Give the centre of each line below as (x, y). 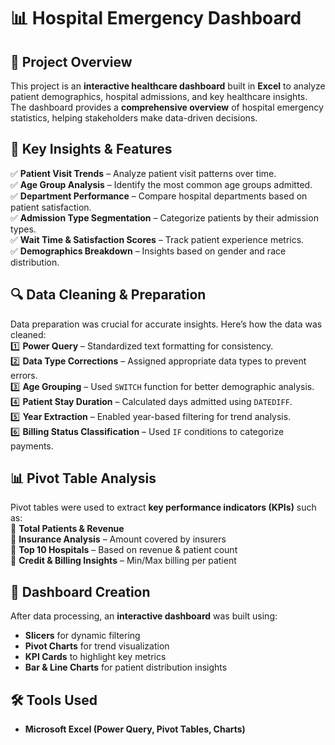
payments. (32, 446)
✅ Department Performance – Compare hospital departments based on (159, 196)
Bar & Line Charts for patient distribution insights (126, 667)
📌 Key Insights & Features (91, 149)
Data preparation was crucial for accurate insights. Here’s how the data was (166, 324)
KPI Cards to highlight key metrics (95, 657)
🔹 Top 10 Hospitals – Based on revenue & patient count (124, 550)
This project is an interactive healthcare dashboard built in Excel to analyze (168, 86)
